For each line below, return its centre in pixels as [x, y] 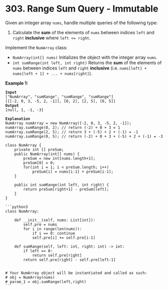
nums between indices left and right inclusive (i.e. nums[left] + [79, 68]
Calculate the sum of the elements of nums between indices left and [83, 32]
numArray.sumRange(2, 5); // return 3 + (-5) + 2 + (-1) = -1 [72, 132]
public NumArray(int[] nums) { [47, 154]
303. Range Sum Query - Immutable [82, 9]
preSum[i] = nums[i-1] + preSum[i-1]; [73, 172]
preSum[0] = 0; [39, 163]
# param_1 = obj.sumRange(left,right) [46, 282]
